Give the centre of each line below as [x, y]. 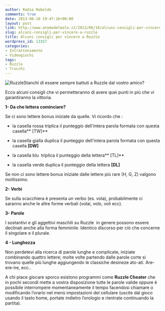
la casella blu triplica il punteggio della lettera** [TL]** [68, 155]
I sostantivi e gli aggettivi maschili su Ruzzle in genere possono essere [77, 223]
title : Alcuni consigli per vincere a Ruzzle [52, 37]
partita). [13, 303]
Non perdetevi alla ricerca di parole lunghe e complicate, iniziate [70, 252]
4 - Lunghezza [20, 242]
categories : [17, 46]
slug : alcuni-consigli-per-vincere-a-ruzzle [51, 32]
